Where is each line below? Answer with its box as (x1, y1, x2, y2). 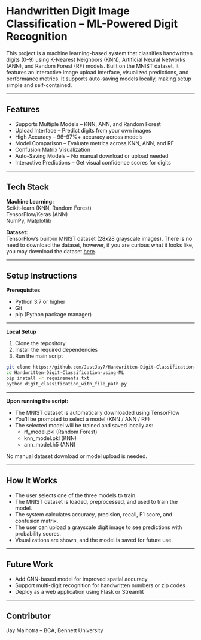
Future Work (6, 560, 54, 570)
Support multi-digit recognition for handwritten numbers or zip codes (14, 581, 185, 589)
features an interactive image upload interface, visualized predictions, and (6, 68, 189, 76)
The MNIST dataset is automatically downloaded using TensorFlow (14, 409, 180, 416)
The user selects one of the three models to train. (14, 491, 137, 499)
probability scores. (14, 530, 62, 537)
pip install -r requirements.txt (6, 375, 90, 382)
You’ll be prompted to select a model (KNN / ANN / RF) (14, 415, 150, 423)
